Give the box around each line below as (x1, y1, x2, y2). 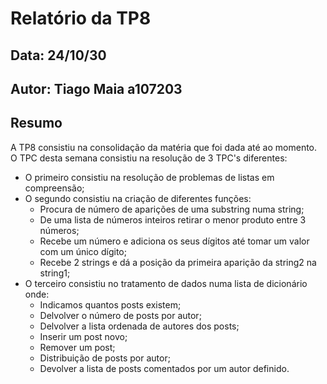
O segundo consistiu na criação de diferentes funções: (24, 192, 252, 204)
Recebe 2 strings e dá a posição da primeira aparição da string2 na (39, 256, 317, 268)
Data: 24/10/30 (10, 47, 107, 64)
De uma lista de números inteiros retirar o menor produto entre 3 (39, 213, 307, 226)
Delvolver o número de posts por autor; (39, 309, 202, 321)
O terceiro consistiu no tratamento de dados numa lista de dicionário (24, 277, 308, 289)
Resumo (10, 115, 63, 132)
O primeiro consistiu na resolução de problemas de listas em (24, 171, 275, 183)
